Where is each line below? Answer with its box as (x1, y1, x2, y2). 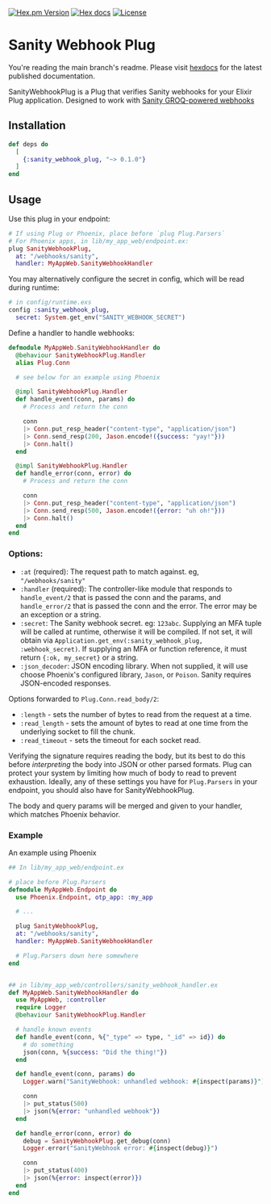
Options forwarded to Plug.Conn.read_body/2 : (8, 694, 160, 703)
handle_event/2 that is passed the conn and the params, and (19, 592, 222, 602)
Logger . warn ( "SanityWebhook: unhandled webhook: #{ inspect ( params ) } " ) (23, 1078, 265, 1086)
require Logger (15, 1004, 67, 1012)
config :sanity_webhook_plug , (8, 306, 110, 314)
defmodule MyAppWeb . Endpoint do (8, 885, 117, 894)
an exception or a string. (19, 610, 102, 619)
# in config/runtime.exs (8, 299, 92, 307)
